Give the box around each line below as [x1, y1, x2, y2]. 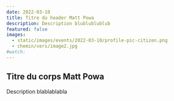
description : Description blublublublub [6, 20, 111, 26]
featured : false [6, 26, 48, 32]
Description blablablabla [6, 88, 67, 95]
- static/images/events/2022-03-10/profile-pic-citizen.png [12, 37, 168, 43]
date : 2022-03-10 [6, 9, 51, 15]
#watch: [6, 49, 26, 55]
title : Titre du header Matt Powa [6, 15, 95, 21]
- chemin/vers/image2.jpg [12, 43, 78, 50]
